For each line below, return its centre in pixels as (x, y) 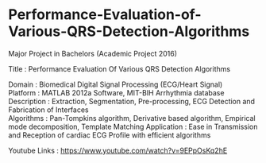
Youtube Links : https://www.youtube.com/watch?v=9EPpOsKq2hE (118, 150)
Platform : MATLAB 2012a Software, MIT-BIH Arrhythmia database (116, 92)
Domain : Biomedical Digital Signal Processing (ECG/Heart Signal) (116, 84)
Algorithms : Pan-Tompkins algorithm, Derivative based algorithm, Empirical (132, 118)
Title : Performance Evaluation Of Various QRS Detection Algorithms (120, 68)
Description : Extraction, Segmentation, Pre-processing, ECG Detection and (132, 101)
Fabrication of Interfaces (48, 110)
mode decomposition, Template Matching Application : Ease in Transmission (133, 126)
